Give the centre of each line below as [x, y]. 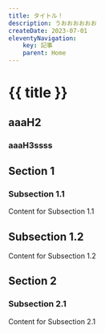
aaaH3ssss [30, 145]
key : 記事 [38, 46]
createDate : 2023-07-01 [48, 30]
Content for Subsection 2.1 [52, 321]
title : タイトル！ [36, 16]
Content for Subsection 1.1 [51, 211]
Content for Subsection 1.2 [52, 256]
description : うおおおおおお [53, 23]
